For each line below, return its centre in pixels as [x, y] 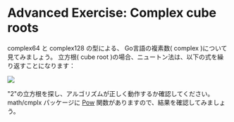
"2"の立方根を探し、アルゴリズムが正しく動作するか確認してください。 [111, 93]
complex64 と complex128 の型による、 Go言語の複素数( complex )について [117, 48]
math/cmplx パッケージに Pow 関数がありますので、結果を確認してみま [110, 102]
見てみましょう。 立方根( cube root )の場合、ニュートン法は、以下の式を [112, 57]
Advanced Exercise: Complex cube [112, 13]
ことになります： [50, 65]
